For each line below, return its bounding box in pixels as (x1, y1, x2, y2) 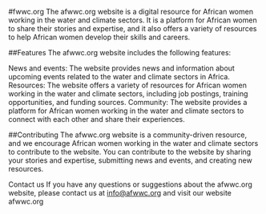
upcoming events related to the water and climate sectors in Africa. (8, 72, 231, 81)
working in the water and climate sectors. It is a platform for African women (8, 15, 258, 25)
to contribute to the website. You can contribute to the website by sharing (8, 147, 252, 156)
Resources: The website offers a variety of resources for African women (8, 80, 247, 90)
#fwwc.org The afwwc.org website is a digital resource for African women (8, 7, 254, 16)
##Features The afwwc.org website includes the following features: (8, 48, 232, 57)
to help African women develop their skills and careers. (8, 32, 191, 42)
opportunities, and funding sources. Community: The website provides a (8, 98, 248, 107)
